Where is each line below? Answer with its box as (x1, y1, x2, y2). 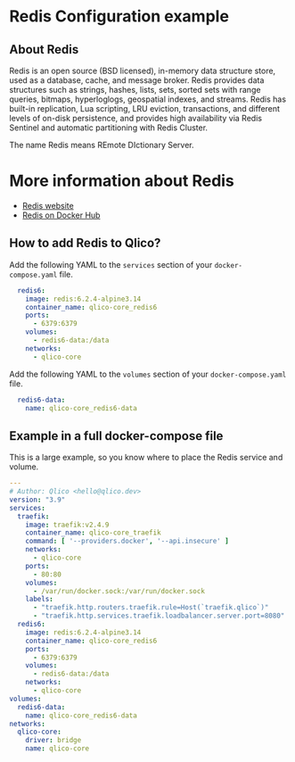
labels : (25, 595, 53, 604)
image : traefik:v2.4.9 (25, 520, 110, 529)
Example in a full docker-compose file (9, 428, 224, 443)
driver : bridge (25, 736, 82, 745)
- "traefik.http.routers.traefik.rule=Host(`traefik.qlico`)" (32, 603, 269, 612)
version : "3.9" (9, 495, 66, 504)
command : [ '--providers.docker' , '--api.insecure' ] (25, 537, 229, 546)
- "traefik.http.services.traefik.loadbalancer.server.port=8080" (32, 611, 285, 621)
